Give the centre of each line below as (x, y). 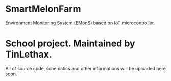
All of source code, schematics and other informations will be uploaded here (86, 68)
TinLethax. (29, 55)
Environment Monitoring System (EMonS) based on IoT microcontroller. (80, 23)
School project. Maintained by (70, 44)
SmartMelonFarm (43, 9)
